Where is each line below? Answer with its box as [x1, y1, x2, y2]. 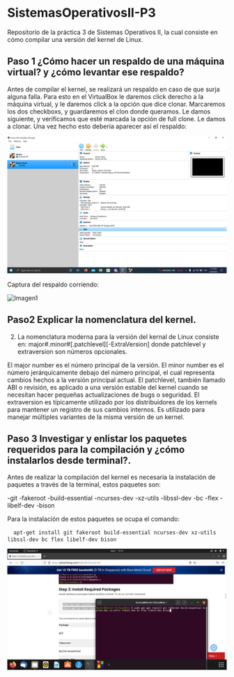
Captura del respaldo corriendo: [7, 280, 100, 289]
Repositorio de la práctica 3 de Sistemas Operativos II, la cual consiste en [7, 28, 218, 36]
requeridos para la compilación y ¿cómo [7, 443, 185, 455]
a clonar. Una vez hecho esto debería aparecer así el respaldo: [7, 122, 187, 130]
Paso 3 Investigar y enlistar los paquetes [7, 432, 187, 444]
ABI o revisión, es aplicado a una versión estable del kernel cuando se [7, 383, 208, 391]
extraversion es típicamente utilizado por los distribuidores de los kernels [7, 397, 217, 406]
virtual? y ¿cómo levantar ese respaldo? [7, 66, 185, 78]
